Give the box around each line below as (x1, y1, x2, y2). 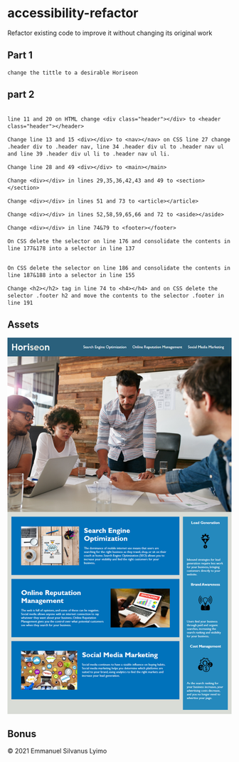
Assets (7, 318, 39, 330)
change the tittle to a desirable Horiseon (7, 69, 139, 76)
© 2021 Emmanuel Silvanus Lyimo (7, 747, 107, 756)
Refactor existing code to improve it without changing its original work (7, 29, 213, 37)
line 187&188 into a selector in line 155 (7, 271, 135, 279)
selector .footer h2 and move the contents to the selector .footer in (7, 292, 224, 299)
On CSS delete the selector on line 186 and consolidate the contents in (7, 264, 231, 272)
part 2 (7, 88, 35, 101)
